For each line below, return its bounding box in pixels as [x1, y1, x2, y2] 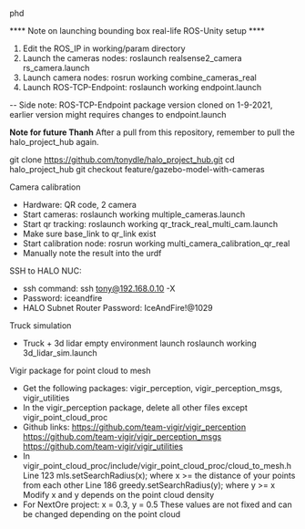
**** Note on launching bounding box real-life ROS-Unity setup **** [9, 26, 266, 36]
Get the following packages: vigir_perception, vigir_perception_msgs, [22, 383, 283, 393]
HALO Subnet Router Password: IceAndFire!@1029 [22, 303, 213, 313]
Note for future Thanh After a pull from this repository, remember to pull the [9, 127, 296, 138]
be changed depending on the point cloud [22, 509, 180, 519]
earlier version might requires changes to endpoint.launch [9, 109, 227, 119]
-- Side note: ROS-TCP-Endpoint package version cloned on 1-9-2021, [9, 99, 273, 110]
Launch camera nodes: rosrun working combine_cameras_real [22, 72, 257, 83]
